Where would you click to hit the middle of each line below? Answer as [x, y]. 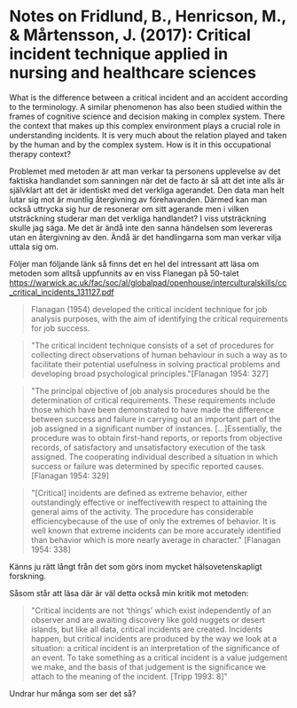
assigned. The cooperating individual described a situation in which [154, 456]
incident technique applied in [119, 54]
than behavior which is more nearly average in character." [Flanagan [156, 539]
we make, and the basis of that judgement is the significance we [148, 666]
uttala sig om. [34, 247]
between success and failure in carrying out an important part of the [156, 419]
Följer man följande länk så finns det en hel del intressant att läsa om [134, 264]
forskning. [28, 576]
